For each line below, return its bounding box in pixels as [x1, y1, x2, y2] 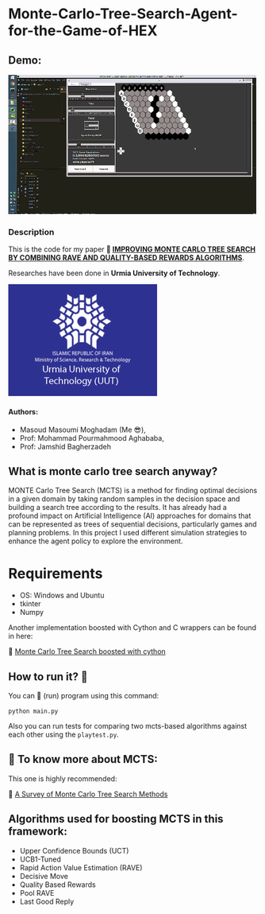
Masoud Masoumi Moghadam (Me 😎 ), [19, 425, 147, 434]
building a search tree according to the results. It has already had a [8, 503, 228, 512]
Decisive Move [19, 871, 69, 881]
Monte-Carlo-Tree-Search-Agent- [8, 5, 238, 23]
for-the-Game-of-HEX [8, 21, 158, 40]
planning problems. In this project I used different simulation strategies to [8, 528, 248, 538]
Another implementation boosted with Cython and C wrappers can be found [8, 623, 256, 632]
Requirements [8, 564, 103, 582]
